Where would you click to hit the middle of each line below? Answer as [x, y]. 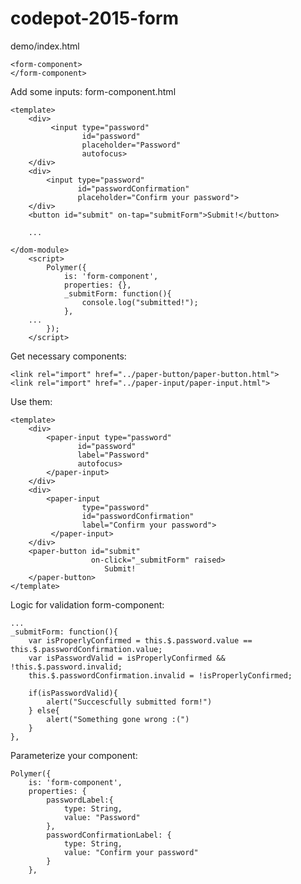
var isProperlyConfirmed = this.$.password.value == [140, 640]
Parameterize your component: [74, 755]
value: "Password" [102, 817]
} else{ [44, 710]
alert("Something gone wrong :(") [118, 719]
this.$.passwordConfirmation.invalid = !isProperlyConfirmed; [160, 675]
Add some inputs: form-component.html [93, 91]
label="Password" [113, 455]
